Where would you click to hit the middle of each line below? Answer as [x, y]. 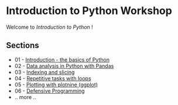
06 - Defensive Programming [49, 91]
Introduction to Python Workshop [89, 11]
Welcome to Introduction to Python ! [50, 27]
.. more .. [25, 97]
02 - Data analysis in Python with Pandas [64, 66]
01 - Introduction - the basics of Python [62, 59]
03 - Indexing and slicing [44, 72]
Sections [23, 45]
